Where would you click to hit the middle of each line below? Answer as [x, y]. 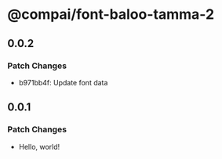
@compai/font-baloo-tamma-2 [111, 14]
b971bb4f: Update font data [63, 82]
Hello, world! [39, 146]
